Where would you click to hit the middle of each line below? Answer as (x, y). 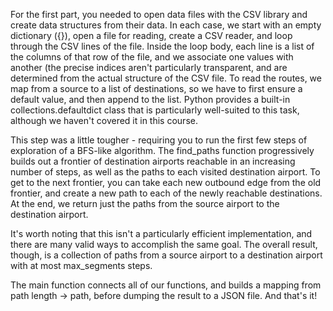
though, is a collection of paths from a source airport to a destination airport (166, 255)
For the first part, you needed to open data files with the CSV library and (159, 14)
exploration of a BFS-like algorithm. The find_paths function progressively (162, 150)
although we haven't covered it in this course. (104, 120)
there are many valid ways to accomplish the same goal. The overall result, (164, 244)
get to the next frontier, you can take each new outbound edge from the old (166, 182)
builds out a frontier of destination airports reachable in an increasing (153, 161)
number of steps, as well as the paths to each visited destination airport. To (165, 172)
